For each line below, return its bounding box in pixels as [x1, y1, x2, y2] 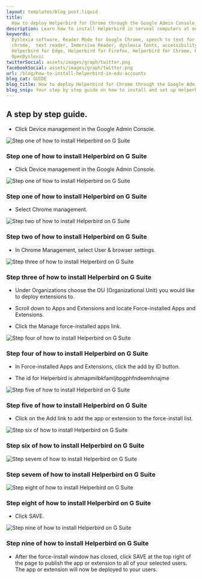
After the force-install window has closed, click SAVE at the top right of [14, 553, 191, 560]
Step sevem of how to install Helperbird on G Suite [6, 470, 156, 479]
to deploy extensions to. [14, 293, 75, 300]
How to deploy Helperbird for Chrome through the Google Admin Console [11, 20, 195, 26]
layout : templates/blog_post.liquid [6, 8, 98, 15]
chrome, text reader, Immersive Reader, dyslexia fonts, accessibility [11, 43, 198, 49]
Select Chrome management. [14, 206, 88, 213]
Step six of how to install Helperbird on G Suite [6, 441, 145, 450]
